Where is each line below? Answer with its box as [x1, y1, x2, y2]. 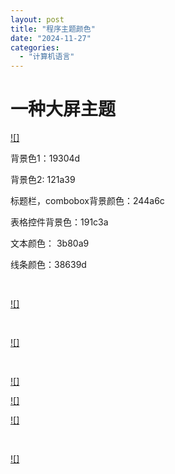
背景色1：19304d [10, 152, 81, 165]
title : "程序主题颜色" [10, 24, 96, 34]
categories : [10, 42, 60, 53]
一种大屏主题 [10, 98, 117, 121]
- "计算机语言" [19, 52, 75, 62]
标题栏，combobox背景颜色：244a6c [10, 195, 165, 207]
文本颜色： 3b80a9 [10, 237, 90, 250]
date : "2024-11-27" [10, 33, 92, 43]
